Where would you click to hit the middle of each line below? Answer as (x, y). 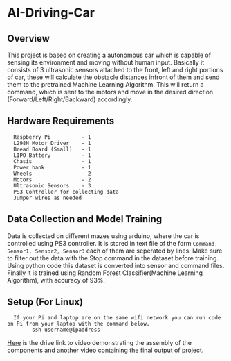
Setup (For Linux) (45, 302)
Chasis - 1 (52, 161)
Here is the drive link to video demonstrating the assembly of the (100, 343)
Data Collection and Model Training (85, 219)
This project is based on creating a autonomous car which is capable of (109, 55)
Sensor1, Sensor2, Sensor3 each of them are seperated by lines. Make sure (115, 251)
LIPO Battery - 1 (52, 155)
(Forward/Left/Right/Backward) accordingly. (70, 99)
